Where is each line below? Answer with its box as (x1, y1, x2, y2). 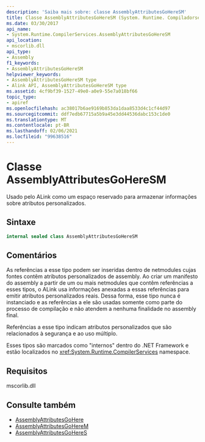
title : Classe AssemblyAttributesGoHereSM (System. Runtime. (6, 15, 165, 21)
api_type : (6, 49, 32, 55)
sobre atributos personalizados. (6, 199, 87, 207)
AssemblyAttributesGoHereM (15, 422, 89, 430)
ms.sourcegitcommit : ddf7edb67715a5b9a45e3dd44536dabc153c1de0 (6, 111, 171, 117)
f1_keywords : (6, 60, 40, 66)
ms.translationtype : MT (6, 116, 67, 123)
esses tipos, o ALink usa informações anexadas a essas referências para (6, 286, 189, 293)
